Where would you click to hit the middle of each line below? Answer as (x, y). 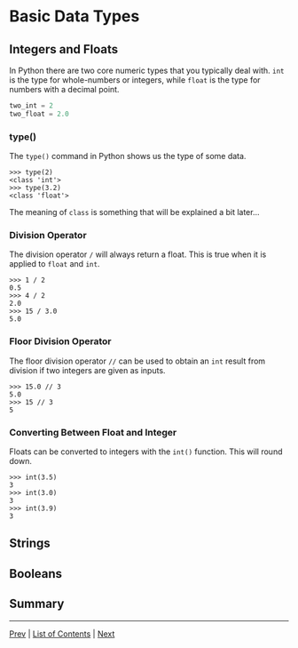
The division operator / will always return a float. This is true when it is (138, 254)
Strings (30, 544)
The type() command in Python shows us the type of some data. (128, 156)
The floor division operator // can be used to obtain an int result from (137, 361)
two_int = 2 (31, 106)
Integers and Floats (64, 49)
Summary (37, 604)
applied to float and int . (55, 264)
